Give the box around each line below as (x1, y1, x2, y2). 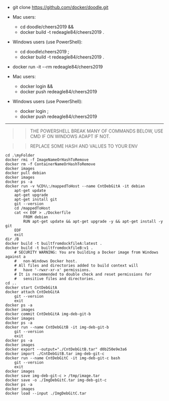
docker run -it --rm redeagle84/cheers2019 (12, 64, 103, 70)
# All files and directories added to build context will (14, 263, 138, 268)
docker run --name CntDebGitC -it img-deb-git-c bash (5, 356, 121, 361)
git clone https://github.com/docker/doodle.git (12, 5, 109, 10)
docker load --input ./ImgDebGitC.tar (5, 391, 87, 396)
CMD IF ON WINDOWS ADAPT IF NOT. (30, 133, 111, 139)
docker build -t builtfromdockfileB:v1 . (5, 245, 94, 250)
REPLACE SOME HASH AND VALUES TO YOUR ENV (30, 143, 138, 149)
